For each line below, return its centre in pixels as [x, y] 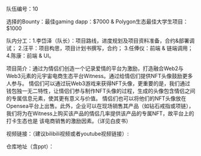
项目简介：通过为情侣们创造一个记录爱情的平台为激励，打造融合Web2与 [95, 68]
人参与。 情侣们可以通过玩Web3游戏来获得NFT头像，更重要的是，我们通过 [98, 83]
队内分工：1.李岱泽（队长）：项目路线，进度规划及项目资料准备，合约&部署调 [100, 40]
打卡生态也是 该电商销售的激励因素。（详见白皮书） [69, 121]
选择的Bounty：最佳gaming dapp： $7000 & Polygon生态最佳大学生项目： [97, 22]
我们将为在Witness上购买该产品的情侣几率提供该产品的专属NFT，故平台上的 [100, 113]
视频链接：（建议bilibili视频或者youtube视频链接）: [67, 133]
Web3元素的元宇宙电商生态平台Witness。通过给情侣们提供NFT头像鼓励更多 [100, 76]
